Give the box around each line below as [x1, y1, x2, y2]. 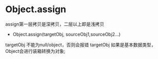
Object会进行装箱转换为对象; [5, 48, 65, 54]
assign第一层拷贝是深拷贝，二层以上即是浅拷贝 [5, 21, 104, 27]
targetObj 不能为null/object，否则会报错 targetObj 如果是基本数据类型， [5, 42, 156, 48]
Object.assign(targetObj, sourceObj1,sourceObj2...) [12, 31, 121, 37]
